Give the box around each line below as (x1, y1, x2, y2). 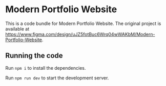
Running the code (5, 51, 63, 60)
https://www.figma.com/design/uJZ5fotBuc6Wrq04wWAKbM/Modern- (5, 31, 155, 37)
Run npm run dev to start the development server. (5, 75, 109, 81)
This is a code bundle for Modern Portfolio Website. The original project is (5, 20, 161, 26)
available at (5, 25, 30, 32)
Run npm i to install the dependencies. (5, 65, 86, 71)
